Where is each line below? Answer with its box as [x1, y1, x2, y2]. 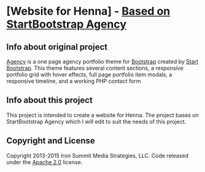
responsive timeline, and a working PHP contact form [6, 78, 141, 84]
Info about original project [6, 42, 108, 52]
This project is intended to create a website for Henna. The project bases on [6, 111, 199, 119]
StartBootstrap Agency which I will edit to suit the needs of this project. [6, 118, 187, 125]
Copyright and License [6, 136, 95, 146]
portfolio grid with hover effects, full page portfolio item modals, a [6, 71, 172, 78]
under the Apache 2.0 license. [6, 158, 83, 166]
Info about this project [6, 95, 93, 105]
